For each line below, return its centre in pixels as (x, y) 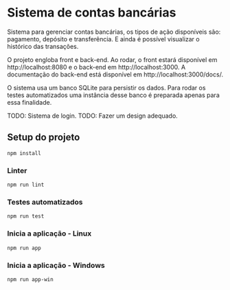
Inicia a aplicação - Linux (49, 234)
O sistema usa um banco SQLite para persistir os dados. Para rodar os (106, 87)
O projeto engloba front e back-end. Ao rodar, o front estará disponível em (112, 59)
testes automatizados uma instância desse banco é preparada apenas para (113, 95)
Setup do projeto (44, 137)
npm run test (26, 216)
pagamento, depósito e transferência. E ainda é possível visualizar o (104, 39)
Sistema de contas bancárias (92, 13)
